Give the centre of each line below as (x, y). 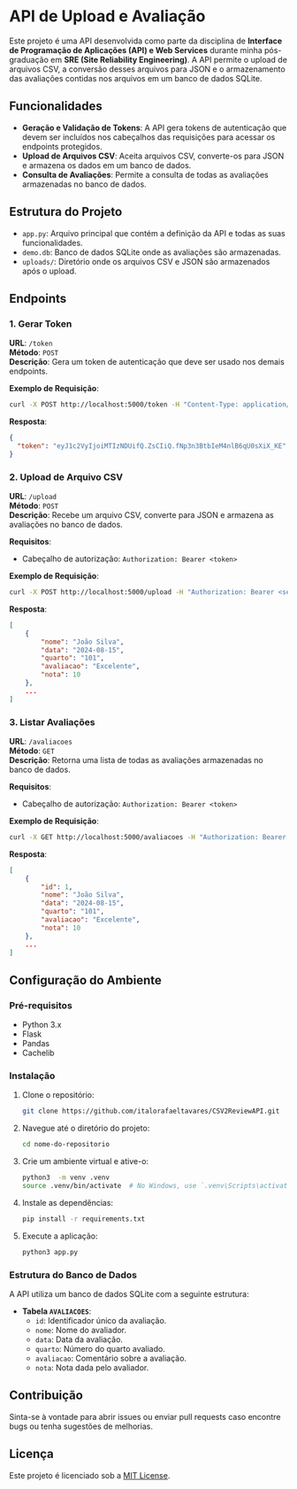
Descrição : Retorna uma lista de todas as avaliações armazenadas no (136, 760)
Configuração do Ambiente (85, 980)
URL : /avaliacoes (41, 741)
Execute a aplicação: (60, 1236)
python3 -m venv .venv (66, 1178)
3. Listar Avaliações (52, 721)
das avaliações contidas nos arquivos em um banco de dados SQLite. (136, 78)
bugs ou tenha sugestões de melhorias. (81, 1426)
